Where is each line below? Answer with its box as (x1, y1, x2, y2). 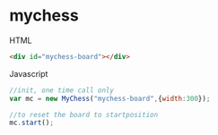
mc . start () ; (9, 118, 54, 128)
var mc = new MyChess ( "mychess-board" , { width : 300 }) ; (9, 94, 211, 103)
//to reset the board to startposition (9, 110, 159, 119)
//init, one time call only (9, 86, 115, 95)
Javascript (9, 68, 48, 79)
